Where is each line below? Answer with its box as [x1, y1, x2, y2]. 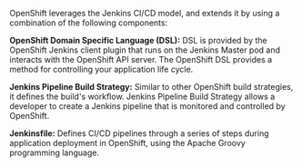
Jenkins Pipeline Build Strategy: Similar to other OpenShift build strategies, [9, 82, 294, 92]
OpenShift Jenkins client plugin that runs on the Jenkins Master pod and [9, 44, 280, 55]
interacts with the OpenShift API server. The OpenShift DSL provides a [9, 54, 273, 64]
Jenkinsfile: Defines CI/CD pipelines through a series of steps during [9, 128, 270, 139]
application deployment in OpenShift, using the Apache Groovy [9, 138, 246, 148]
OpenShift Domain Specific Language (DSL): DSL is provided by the [9, 35, 267, 45]
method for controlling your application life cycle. [9, 64, 194, 74]
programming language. [9, 147, 100, 158]
